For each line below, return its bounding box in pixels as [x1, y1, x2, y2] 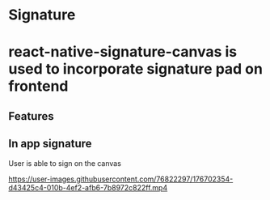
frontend [8, 77, 69, 96]
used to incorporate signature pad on [8, 60, 263, 79]
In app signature [8, 137, 92, 151]
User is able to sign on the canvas [8, 158, 121, 168]
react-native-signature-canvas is [8, 43, 238, 62]
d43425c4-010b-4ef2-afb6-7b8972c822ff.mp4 [8, 182, 168, 192]
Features [8, 109, 54, 123]
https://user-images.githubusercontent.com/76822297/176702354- [8, 174, 234, 184]
